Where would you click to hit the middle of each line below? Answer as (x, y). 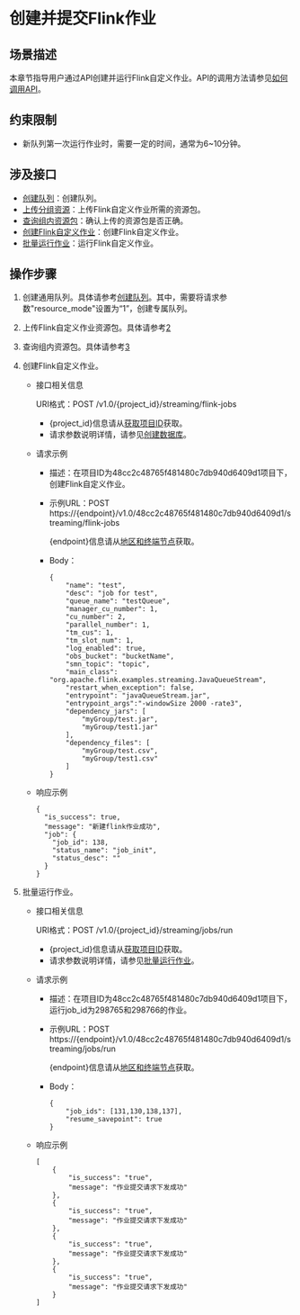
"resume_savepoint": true (114, 1120)
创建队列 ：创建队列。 (62, 198)
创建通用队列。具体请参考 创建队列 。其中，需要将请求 (121, 297)
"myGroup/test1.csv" (120, 759)
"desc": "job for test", (112, 594)
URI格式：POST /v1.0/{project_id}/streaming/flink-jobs (136, 404)
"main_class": (92, 672)
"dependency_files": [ (108, 743)
